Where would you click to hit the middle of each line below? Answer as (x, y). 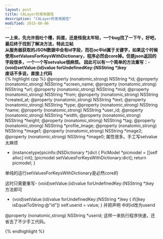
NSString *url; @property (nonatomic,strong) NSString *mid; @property (77, 89)
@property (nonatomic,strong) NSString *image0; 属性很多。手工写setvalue (81, 137)
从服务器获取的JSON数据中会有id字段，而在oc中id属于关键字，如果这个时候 (81, 50)
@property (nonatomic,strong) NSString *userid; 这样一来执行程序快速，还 (80, 216)
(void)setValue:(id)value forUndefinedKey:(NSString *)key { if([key (79, 199)
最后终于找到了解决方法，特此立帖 (39, 44)
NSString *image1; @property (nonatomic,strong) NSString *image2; (74, 131)
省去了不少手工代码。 (26, 222)
